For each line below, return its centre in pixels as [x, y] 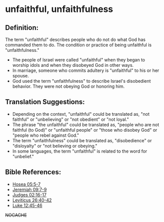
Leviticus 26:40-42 [32, 200]
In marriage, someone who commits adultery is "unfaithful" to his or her [86, 70]
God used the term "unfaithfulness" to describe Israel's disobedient [82, 81]
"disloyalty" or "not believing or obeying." [55, 146]
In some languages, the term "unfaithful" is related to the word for [80, 151]
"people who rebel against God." [46, 135]
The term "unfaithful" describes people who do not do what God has [75, 39]
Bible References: [33, 172]
